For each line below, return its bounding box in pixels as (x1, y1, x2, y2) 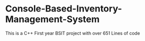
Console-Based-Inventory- (5, 3, 122, 14)
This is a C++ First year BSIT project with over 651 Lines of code (5, 30, 140, 36)
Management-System (5, 13, 100, 25)
